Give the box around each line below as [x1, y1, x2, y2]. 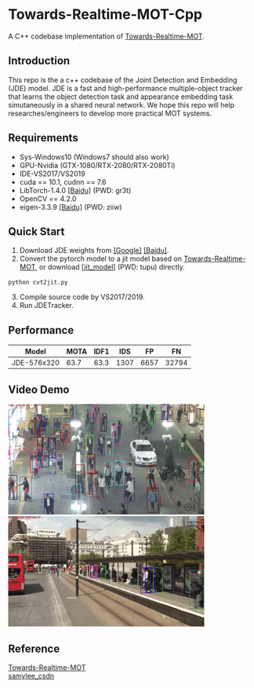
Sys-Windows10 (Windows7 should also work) [19, 152, 170, 162]
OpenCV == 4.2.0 [19, 194, 77, 203]
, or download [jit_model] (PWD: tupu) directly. [34, 262, 186, 272]
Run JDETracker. [19, 301, 74, 310]
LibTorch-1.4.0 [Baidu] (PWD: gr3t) [19, 185, 132, 195]
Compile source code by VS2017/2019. [19, 292, 145, 302]
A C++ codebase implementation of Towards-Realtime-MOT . [8, 31, 205, 41]
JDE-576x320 [11, 357, 60, 367]
